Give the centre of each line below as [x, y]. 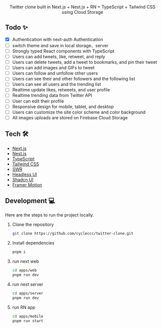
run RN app [24, 307]
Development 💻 [30, 201]
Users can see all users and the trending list [57, 84]
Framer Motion [27, 185]
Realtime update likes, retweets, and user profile [61, 90]
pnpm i [19, 252]
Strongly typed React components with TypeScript [63, 51]
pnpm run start [28, 321]
